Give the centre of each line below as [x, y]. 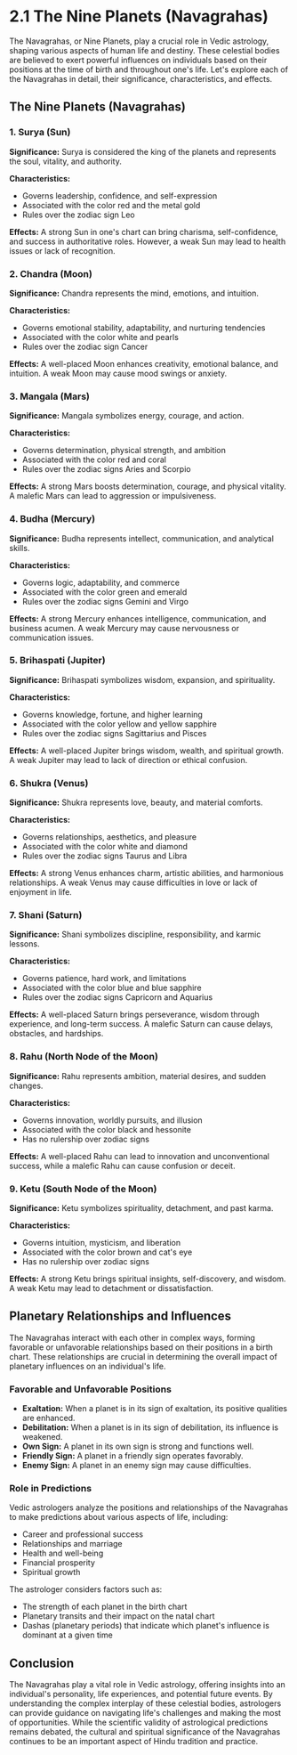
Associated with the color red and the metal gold [111, 205]
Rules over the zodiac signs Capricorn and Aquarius [117, 997]
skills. [20, 548]
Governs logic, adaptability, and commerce [101, 582]
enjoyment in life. [41, 892]
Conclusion [42, 1663]
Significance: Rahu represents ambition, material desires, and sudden [138, 1076]
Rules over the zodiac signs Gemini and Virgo [105, 601]
